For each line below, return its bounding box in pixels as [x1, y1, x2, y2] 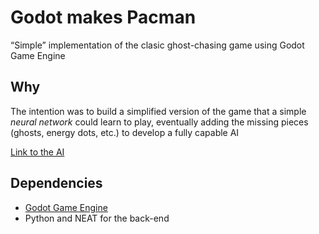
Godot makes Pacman [10, 6, 197, 29]
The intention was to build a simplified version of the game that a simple [10, 105, 307, 117]
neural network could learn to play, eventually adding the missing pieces [10, 116, 309, 128]
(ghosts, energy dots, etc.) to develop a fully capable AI [10, 126, 240, 138]
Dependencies [10, 175, 103, 192]
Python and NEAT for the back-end [24, 212, 170, 224]
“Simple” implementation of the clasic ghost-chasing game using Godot [10, 39, 305, 51]
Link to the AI [10, 146, 65, 158]
